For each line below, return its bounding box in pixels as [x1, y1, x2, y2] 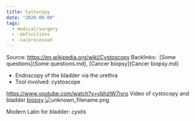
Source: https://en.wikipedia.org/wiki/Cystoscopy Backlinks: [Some [6, 54, 176, 60]
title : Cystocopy [6, 8, 50, 15]
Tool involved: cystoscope [15, 78, 81, 85]
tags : [6, 20, 20, 26]
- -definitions [12, 31, 50, 38]
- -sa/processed [12, 37, 53, 43]
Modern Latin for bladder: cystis [6, 108, 87, 115]
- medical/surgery [12, 25, 59, 32]
